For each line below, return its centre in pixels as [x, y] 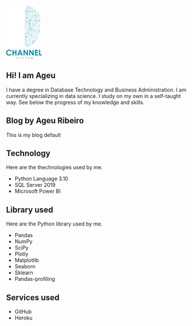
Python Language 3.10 [41, 179]
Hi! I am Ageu [31, 75]
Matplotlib [27, 260]
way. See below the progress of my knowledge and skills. [75, 102]
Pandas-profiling [35, 279]
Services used [33, 298]
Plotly [21, 254]
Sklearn [24, 273]
